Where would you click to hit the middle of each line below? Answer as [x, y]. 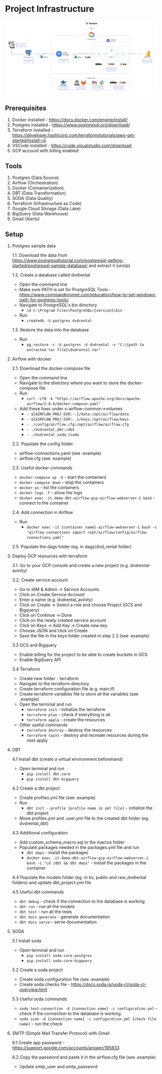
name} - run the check [41, 1024]
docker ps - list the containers [49, 487]
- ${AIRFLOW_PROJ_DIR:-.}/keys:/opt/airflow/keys [78, 419]
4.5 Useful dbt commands [38, 892]
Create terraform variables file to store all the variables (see [79, 694]
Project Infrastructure [50, 9]
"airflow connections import [56, 532]
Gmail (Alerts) [26, 219]
